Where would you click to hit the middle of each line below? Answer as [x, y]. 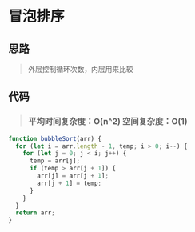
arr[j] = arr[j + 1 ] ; [73, 176]
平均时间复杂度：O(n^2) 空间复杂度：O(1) [107, 122]
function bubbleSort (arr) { [55, 138]
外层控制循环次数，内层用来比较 [80, 69]
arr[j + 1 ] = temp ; [70, 183]
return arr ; [36, 213]
